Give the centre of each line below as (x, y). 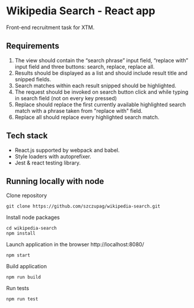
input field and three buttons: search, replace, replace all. (85, 66)
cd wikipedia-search (32, 228)
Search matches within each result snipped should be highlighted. (96, 85)
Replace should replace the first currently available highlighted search (100, 104)
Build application (27, 266)
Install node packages (33, 217)
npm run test (22, 299)
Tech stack (27, 136)
